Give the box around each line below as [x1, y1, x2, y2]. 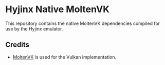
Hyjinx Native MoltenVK [5, 4, 109, 15]
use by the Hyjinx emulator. [5, 25, 63, 31]
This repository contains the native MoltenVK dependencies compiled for [5, 20, 160, 26]
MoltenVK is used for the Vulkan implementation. [12, 54, 117, 60]
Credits [5, 41, 30, 49]
